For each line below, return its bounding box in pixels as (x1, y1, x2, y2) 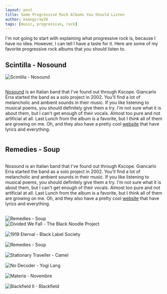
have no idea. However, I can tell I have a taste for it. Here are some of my (5, 41, 158, 47)
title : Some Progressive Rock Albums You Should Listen (5, 12, 125, 17)
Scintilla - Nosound (5, 61, 67, 69)
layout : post (5, 7, 33, 13)
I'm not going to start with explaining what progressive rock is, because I (5, 35, 156, 41)
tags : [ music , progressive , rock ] (5, 21, 78, 27)
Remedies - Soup (5, 145, 60, 154)
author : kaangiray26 (5, 17, 49, 22)
